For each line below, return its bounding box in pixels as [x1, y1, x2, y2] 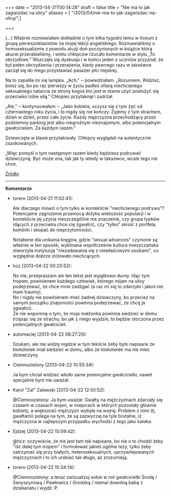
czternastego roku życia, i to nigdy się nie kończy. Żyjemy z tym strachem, [5, 109, 162, 115]
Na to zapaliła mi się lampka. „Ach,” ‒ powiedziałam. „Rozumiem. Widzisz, [5, 77, 161, 83]
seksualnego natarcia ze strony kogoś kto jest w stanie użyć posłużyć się [5, 88, 159, 94]
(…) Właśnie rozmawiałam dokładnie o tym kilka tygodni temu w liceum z [5, 35, 158, 41]
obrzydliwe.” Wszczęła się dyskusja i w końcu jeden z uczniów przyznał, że [5, 57, 164, 63]
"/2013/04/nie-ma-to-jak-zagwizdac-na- [71, 10, 157, 16]
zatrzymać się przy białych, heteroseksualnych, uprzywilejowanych [12, 449, 154, 455]
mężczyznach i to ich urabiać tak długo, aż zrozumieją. [12, 454, 128, 460]
